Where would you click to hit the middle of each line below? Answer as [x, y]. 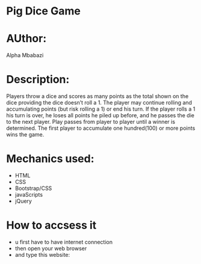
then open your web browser [51, 248]
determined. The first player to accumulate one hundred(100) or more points [101, 128]
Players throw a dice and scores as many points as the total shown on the [97, 96]
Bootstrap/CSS [33, 188]
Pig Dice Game [44, 11]
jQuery [23, 201]
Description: [38, 80]
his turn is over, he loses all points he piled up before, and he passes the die [100, 115]
